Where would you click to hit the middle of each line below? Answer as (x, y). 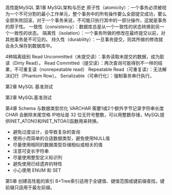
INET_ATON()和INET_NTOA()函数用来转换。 (55, 121)
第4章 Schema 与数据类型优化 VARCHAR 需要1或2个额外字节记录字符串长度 (85, 108)
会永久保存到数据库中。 (30, 46)
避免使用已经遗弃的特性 (37, 164)
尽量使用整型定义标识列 (37, 157)
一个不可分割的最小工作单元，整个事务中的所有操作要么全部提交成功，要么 (88, 14)
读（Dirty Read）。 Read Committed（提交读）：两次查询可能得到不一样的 (82, 63)
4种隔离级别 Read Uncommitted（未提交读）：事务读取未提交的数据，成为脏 (85, 57)
